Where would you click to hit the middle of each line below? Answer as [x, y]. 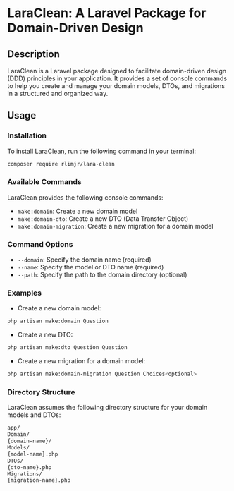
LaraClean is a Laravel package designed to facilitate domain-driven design [117, 71]
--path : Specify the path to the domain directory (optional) [102, 275]
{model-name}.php [33, 454]
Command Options [40, 244]
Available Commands [45, 182]
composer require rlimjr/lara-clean [61, 164]
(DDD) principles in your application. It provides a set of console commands [117, 78]
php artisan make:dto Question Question [68, 348]
